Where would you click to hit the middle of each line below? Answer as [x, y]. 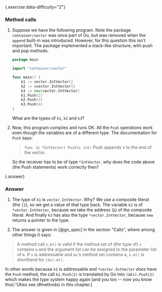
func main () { [26, 77]
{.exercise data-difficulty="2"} [35, 7]
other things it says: [32, 235]
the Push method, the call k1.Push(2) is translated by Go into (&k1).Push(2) [80, 275]
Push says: [22, 138]
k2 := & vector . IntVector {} [48, 86]
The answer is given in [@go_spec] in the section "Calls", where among [83, 230]
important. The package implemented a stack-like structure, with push [82, 46]
